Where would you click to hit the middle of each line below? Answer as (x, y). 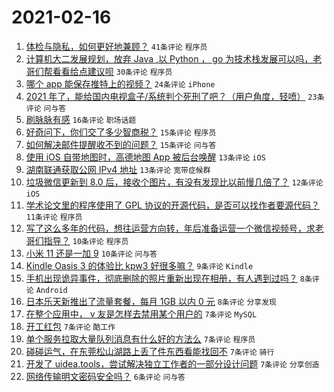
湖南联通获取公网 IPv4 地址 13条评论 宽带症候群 (118, 169)
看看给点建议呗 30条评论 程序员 (112, 71)
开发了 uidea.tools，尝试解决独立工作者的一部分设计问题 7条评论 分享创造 (172, 363)
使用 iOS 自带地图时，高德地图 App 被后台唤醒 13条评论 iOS (145, 157)
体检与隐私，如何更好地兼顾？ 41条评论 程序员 (116, 46)
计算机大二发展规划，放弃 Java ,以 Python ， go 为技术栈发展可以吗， (169, 58)
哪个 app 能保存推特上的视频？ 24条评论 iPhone (120, 83)
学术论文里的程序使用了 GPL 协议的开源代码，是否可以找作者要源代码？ (172, 205)
